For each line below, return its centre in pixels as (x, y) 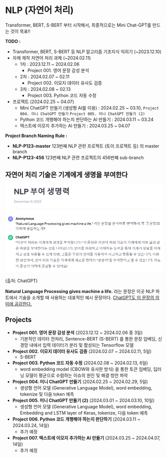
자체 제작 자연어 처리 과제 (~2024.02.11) (51, 57)
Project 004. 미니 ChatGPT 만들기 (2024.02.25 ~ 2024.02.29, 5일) (80, 381)
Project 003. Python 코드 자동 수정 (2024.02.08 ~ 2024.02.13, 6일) (80, 362)
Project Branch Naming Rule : (36, 135)
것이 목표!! (20, 31)
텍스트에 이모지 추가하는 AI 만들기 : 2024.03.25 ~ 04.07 (75, 125)
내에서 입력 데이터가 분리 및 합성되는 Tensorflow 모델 (81, 345)
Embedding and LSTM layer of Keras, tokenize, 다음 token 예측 (84, 412)
